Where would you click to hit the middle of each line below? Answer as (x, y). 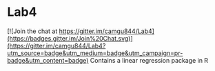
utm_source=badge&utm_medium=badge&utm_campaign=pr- (95, 53)
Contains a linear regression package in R (149, 60)
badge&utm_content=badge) (48, 60)
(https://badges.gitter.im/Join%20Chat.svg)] (70, 38)
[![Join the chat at (32, 31)
